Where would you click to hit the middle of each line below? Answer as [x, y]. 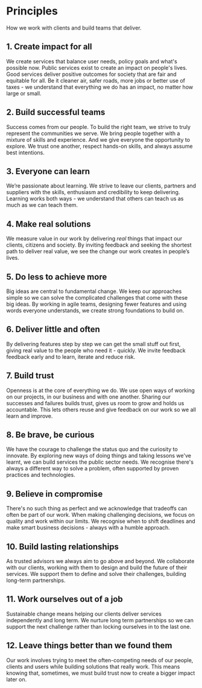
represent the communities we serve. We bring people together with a [93, 133]
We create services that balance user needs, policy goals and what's [92, 61]
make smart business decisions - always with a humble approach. [88, 528]
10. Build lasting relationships [63, 547]
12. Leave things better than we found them [89, 645]
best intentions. [26, 153]
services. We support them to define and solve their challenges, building [96, 574]
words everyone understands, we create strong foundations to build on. [95, 311]
